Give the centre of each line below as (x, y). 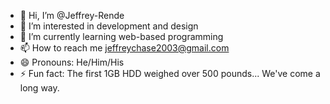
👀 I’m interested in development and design (109, 26)
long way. (39, 88)
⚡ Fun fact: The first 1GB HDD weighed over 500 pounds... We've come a (170, 73)
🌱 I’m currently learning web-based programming (121, 36)
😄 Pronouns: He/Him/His (72, 62)
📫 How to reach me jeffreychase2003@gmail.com (124, 48)
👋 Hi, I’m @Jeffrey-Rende (72, 15)
